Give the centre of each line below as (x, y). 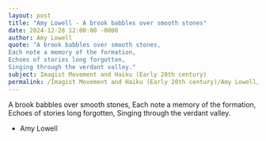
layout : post (30, 15)
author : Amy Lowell (40, 38)
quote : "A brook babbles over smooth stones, (84, 45)
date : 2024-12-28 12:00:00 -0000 (63, 30)
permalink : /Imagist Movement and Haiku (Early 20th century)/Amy (120, 82)
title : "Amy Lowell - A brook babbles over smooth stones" (108, 23)
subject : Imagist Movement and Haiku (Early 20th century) (108, 74)
